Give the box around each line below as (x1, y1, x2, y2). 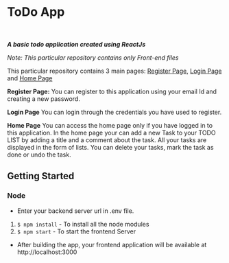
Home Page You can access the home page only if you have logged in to (7, 121, 213, 129)
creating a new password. (7, 94, 80, 103)
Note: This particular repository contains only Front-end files (7, 53, 179, 62)
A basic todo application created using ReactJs (7, 40, 146, 48)
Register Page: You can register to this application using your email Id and (7, 87, 217, 95)
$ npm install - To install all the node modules (16, 220, 149, 228)
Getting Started (7, 170, 75, 182)
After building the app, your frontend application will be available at (16, 240, 207, 249)
